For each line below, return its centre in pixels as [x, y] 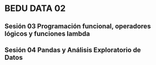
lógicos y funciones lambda [47, 33]
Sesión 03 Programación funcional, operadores [78, 26]
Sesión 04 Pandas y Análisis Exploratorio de [73, 50]
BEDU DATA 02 [35, 8]
